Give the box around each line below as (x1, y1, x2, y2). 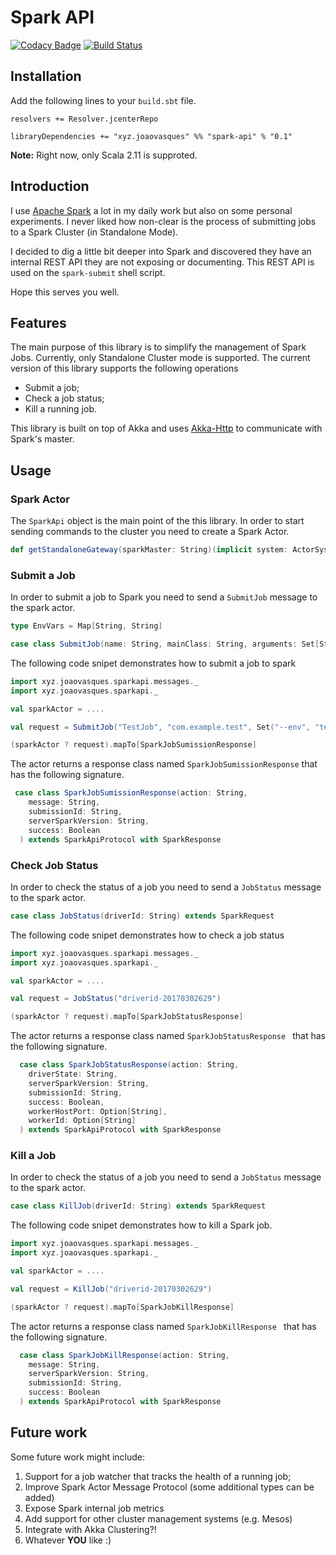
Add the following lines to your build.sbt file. (10, 94, 197, 106)
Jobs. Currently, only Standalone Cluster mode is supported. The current (10, 352, 311, 364)
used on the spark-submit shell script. (10, 266, 166, 278)
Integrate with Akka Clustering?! (24, 1523, 157, 1535)
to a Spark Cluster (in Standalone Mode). (10, 226, 179, 238)
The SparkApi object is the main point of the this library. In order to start (10, 515, 305, 527)
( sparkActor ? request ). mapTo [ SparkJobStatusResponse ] (10, 1012, 244, 1022)
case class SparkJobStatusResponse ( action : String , (19, 1060, 240, 1070)
